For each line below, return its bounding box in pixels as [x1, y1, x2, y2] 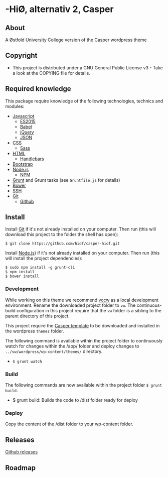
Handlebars [20, 156, 44, 162]
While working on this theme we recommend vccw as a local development [5, 297, 159, 303]
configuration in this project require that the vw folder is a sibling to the [17, 307, 161, 313]
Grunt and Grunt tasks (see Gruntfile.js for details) [12, 177, 120, 183]
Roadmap [5, 463, 36, 472]
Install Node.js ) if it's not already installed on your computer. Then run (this [5, 250, 160, 256]
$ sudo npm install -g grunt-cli [5, 265, 75, 270]
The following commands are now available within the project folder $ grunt [5, 382, 162, 388]
